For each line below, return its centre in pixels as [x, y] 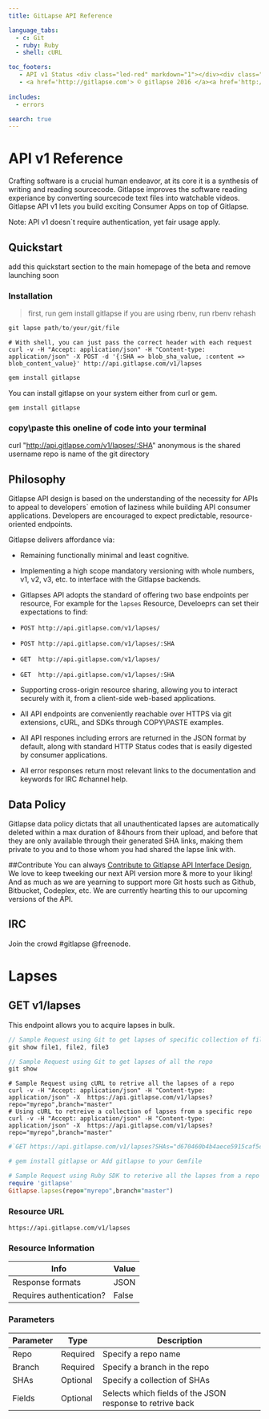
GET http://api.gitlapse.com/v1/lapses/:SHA [97, 675]
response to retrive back [149, 1403]
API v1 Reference [66, 159]
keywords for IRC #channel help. [74, 779]
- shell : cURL [39, 53]
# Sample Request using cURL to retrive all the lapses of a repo [121, 1084]
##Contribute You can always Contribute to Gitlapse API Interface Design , [130, 865]
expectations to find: [54, 612]
